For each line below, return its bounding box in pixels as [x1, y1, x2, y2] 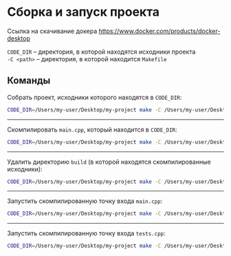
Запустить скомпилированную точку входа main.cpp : [7, 197, 163, 205]
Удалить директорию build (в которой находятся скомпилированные [7, 158, 211, 166]
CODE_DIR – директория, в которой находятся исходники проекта [7, 47, 196, 56]
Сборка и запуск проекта [7, 4, 160, 20]
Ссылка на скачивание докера [7, 27, 98, 35]
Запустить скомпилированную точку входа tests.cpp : [7, 229, 166, 237]
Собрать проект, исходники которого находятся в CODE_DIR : [7, 93, 182, 101]
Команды [7, 75, 51, 87]
